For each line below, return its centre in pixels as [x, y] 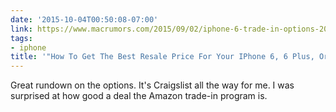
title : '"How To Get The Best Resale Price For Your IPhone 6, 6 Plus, [162, 57]
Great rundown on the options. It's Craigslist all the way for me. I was [152, 85]
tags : [21, 38]
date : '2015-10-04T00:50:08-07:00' [84, 19]
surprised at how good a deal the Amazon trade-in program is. [139, 96]
